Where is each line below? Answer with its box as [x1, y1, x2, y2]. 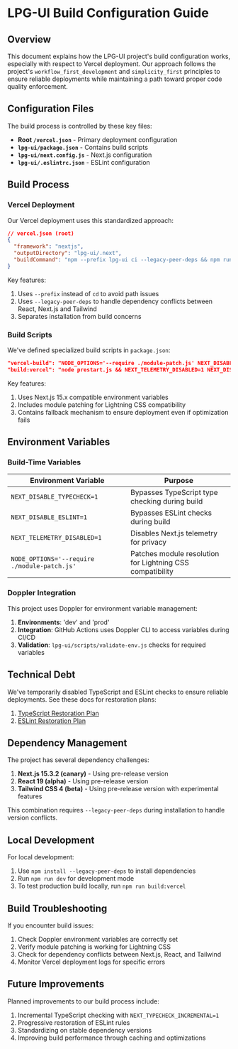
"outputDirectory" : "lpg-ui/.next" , [13, 250, 122, 257]
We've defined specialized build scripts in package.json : [7, 346, 171, 354]
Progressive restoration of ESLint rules [17, 1018, 130, 1027]
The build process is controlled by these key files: [7, 121, 152, 130]
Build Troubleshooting [7, 902, 108, 914]
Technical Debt [7, 669, 76, 681]
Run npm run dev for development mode [17, 874, 135, 883]
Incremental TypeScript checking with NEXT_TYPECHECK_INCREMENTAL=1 [17, 1011, 220, 1019]
